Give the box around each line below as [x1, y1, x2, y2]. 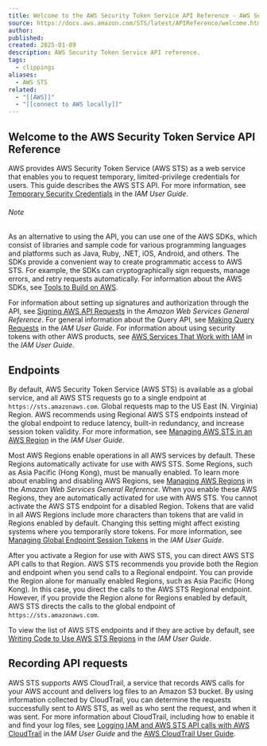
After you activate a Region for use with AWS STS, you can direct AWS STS [8, 550, 254, 560]
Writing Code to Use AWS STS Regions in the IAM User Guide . [8, 634, 212, 643]
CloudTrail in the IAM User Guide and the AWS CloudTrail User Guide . [8, 728, 236, 738]
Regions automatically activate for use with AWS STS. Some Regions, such [8, 459, 253, 468]
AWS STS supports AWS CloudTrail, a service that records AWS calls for [8, 678, 245, 687]
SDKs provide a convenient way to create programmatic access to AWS [8, 257, 242, 267]
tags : [8, 57, 26, 64]
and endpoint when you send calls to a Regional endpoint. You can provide [8, 567, 253, 577]
